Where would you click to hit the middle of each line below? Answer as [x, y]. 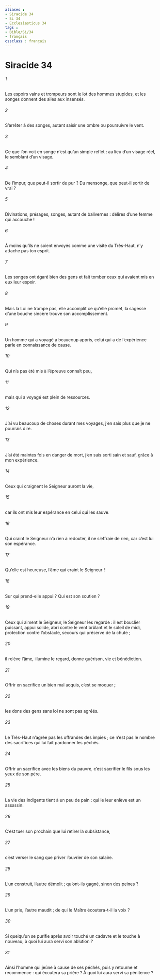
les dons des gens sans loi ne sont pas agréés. [52, 711]
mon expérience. [22, 460]
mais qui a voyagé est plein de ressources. [48, 397]
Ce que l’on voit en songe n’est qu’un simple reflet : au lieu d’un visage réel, [80, 152]
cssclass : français [26, 41]
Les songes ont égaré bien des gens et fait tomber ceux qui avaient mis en [80, 277]
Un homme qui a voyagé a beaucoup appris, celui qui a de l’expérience [76, 340]
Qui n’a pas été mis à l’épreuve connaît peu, [48, 371]
